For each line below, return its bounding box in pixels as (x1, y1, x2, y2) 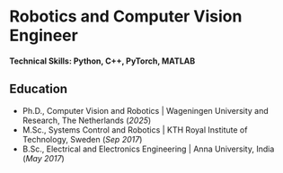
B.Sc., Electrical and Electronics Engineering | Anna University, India (22, 143, 275, 154)
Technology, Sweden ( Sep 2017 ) (22, 134, 143, 144)
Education (9, 82, 68, 97)
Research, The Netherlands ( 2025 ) (22, 115, 152, 125)
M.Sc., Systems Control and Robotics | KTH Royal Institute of (22, 124, 248, 135)
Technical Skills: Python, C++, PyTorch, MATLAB (9, 56, 196, 66)
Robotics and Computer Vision (9, 6, 243, 27)
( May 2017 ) (22, 152, 65, 163)
